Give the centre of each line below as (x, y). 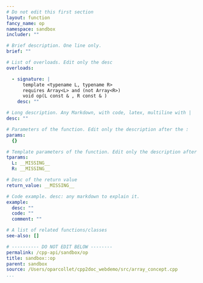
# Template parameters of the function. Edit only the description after (102, 152)
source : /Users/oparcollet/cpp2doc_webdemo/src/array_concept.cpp (92, 270)
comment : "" (27, 219)
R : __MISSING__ (31, 169)
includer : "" (23, 35)
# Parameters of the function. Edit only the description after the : (98, 129)
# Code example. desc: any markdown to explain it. (73, 196)
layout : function (28, 18)
